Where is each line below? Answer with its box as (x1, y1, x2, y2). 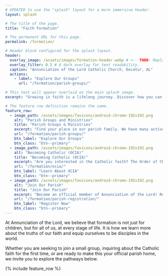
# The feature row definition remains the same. (5, 103, 108, 108)
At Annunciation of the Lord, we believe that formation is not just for (5, 219, 145, 225)
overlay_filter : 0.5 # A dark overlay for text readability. (9, 62, 140, 67)
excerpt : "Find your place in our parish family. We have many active (14, 127, 164, 132)
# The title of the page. (5, 21, 59, 26)
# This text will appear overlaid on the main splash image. (5, 90, 135, 95)
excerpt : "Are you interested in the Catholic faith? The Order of (14, 159, 157, 164)
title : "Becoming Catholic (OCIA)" (14, 154, 88, 160)
